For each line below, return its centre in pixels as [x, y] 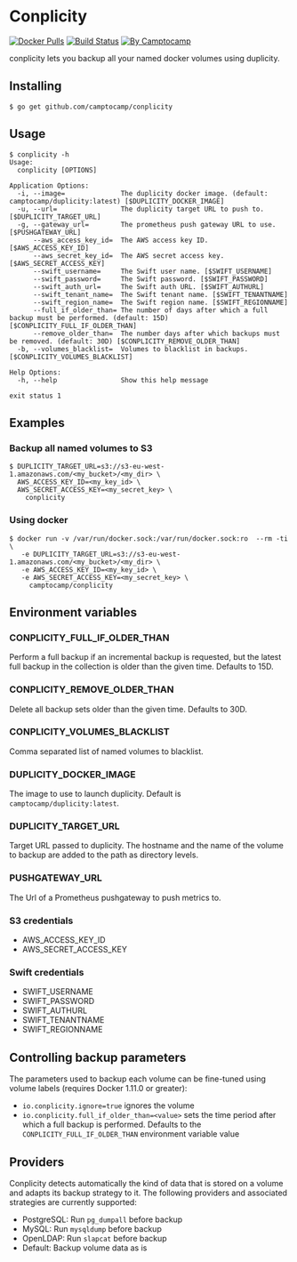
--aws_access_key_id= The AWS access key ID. [120, 240]
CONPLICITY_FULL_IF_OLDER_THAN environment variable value [131, 1134]
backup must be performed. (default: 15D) [89, 318]
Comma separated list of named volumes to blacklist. [107, 751]
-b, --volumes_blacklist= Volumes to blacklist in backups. [133, 349]
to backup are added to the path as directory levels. [104, 855]
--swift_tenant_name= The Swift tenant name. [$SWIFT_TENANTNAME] [161, 294]
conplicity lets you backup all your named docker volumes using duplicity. [144, 58]
